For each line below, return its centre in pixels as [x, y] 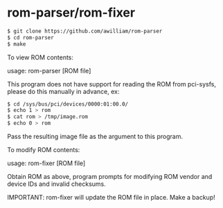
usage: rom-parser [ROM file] [49, 70]
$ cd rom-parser [30, 37]
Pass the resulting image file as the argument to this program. [95, 137]
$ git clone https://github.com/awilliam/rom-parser [85, 31]
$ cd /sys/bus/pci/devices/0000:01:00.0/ [68, 104]
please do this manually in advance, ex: [63, 91]
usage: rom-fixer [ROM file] [46, 163]
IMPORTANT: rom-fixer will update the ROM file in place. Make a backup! [111, 198]
